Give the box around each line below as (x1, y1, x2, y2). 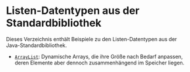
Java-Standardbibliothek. (6, 42, 67, 49)
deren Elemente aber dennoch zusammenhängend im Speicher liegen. (14, 59, 185, 66)
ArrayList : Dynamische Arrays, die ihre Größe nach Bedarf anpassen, (14, 53, 183, 60)
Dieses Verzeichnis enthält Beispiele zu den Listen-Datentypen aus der (6, 35, 177, 42)
